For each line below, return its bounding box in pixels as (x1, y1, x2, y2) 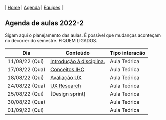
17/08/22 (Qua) (7, 66, 46, 73)
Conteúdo (65, 49, 90, 56)
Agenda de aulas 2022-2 (5, 19, 84, 27)
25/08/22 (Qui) (7, 90, 44, 97)
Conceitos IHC (50, 66, 85, 73)
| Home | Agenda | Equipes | (5, 5, 63, 10)
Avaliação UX (50, 74, 82, 81)
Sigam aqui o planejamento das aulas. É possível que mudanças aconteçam (5, 32, 161, 38)
